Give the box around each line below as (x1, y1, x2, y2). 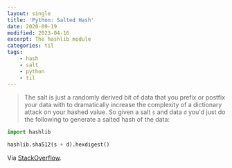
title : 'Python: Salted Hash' (7, 17, 95, 24)
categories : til (7, 42, 54, 49)
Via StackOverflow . (7, 153, 62, 162)
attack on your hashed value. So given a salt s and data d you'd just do (24, 108, 226, 116)
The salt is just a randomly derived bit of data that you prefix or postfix (24, 93, 226, 102)
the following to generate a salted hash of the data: (24, 115, 170, 124)
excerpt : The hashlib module (7, 36, 91, 43)
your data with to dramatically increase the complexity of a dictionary (24, 101, 222, 109)
